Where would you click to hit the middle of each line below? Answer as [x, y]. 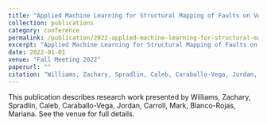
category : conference [44, 30]
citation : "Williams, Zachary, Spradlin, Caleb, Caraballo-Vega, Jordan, [133, 74]
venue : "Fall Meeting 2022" [55, 60]
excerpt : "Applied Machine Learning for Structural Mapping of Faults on [133, 45]
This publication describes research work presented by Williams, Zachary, [130, 97]
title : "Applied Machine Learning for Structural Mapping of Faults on [129, 15]
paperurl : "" [30, 67]
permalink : [26, 38]
